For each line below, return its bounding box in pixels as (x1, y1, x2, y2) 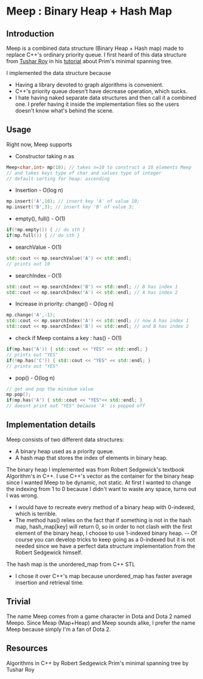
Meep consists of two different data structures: (6, 436, 125, 443)
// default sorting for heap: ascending (6, 175, 111, 182)
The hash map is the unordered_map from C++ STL (6, 560, 136, 568)
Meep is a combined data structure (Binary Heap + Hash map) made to (6, 44, 184, 52)
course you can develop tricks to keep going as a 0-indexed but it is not (15, 535, 196, 543)
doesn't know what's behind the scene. (15, 107, 114, 114)
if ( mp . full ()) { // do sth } (6, 232, 80, 239)
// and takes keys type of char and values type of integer (6, 170, 162, 176)
